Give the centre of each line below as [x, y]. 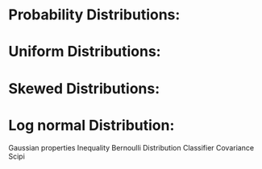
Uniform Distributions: [85, 52]
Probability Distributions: [94, 15]
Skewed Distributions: [84, 88]
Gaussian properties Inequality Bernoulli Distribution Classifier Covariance [131, 147]
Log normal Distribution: [91, 125]
